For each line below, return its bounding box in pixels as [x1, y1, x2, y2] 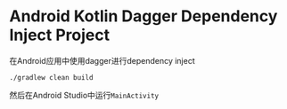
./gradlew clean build [9, 73, 94, 82]
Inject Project [9, 25, 110, 45]
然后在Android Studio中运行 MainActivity [9, 90, 159, 100]
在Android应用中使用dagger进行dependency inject [9, 55, 196, 66]
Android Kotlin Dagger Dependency [9, 6, 278, 27]
